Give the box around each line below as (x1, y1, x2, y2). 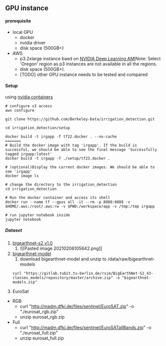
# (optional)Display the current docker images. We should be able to (5, 165, 155, 170)
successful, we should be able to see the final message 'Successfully (5, 147, 157, 152)
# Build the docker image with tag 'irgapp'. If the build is (5, 143, 137, 148)
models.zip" (12, 279, 37, 285)
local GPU (12, 29, 33, 35)
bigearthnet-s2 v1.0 (12, 240, 53, 246)
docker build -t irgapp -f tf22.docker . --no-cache (5, 134, 117, 139)
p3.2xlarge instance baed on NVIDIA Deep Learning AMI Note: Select (19, 55, 161, 61)
